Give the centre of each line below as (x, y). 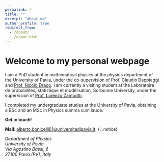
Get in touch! (19, 119)
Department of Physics (28, 139)
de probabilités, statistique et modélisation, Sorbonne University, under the (81, 90)
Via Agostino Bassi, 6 (27, 149)
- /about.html (24, 37)
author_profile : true (27, 23)
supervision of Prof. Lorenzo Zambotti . (44, 95)
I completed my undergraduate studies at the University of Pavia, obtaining (81, 105)
